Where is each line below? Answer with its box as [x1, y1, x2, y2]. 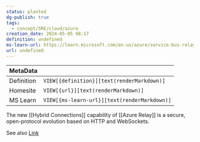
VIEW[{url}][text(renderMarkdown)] [43, 87, 144, 94]
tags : [6, 20, 20, 26]
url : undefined [6, 48, 44, 54]
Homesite [9, 86, 36, 94]
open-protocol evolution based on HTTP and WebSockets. [6, 118, 150, 125]
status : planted [6, 8, 46, 15]
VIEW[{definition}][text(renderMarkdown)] [43, 77, 165, 84]
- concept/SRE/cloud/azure [11, 25, 79, 32]
